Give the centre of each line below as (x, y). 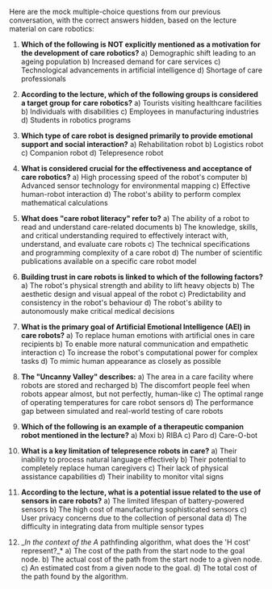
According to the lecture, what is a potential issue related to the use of (141, 492)
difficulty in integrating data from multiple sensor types (112, 526)
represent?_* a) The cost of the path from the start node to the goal (133, 551)
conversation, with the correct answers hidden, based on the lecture (123, 20)
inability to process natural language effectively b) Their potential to (133, 460)
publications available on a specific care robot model (109, 261)
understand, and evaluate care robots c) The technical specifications (135, 244)
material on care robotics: (52, 29)
